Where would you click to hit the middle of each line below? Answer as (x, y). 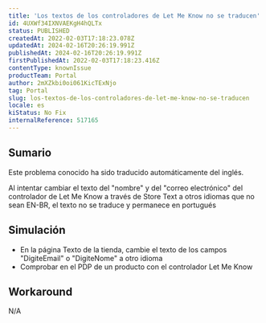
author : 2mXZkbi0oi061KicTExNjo (62, 83)
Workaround (41, 291)
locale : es (27, 105)
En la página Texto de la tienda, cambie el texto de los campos (123, 249)
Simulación (37, 230)
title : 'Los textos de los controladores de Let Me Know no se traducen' (135, 16)
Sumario (30, 153)
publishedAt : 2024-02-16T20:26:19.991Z (75, 53)
